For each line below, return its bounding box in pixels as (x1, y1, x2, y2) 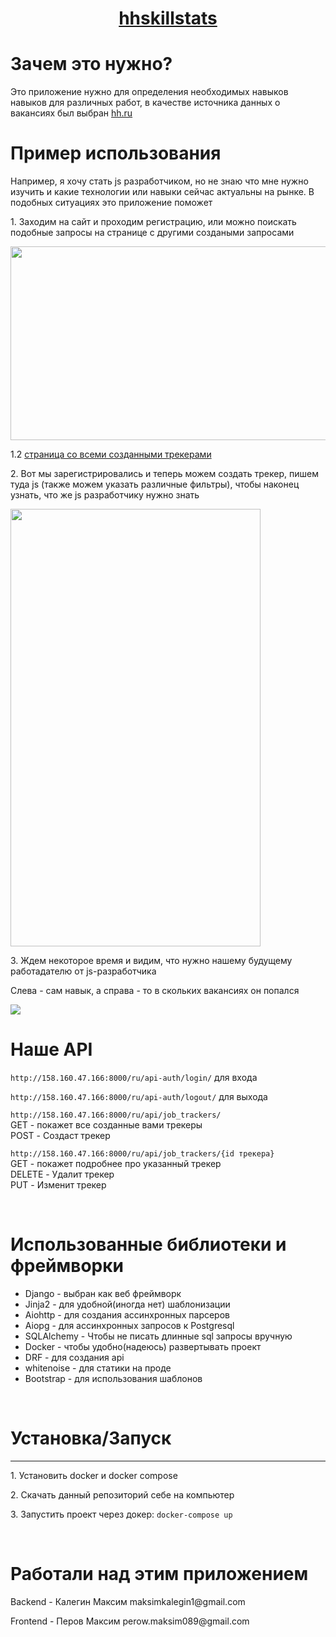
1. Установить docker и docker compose (10, 1469, 178, 1481)
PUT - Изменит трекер (10, 1179, 107, 1191)
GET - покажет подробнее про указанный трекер (10, 1158, 222, 1169)
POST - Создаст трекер (10, 1130, 111, 1141)
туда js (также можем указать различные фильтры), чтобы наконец (10, 478, 300, 491)
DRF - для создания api (24, 1351, 125, 1363)
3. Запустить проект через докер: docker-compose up (10, 1508, 233, 1520)
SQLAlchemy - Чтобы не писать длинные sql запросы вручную (24, 1330, 293, 1342)
